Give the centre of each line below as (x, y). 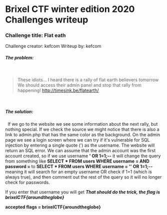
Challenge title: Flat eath (35, 35)
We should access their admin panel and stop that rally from (79, 85)
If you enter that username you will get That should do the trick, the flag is (83, 192)
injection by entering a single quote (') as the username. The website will (80, 145)
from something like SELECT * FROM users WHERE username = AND (77, 161)
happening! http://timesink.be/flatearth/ (58, 90)
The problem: (19, 58)
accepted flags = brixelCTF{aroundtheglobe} (53, 207)
